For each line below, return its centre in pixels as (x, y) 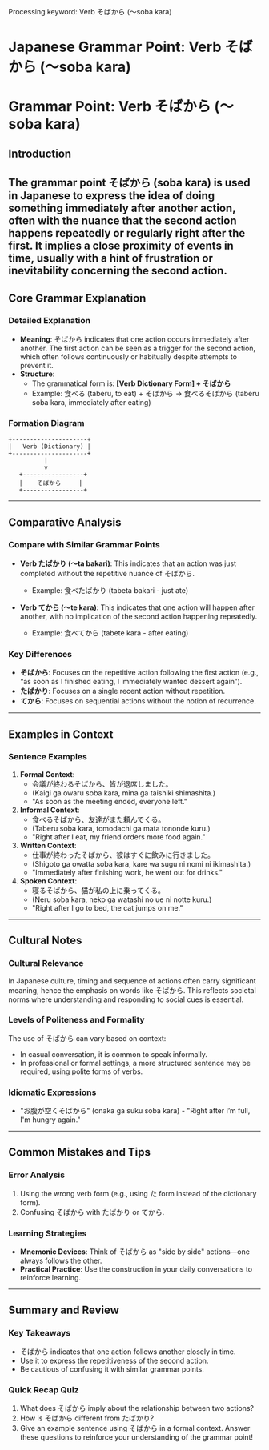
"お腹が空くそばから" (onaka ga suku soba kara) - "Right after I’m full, (135, 1111)
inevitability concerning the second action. (118, 271)
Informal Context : (50, 810)
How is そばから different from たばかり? (87, 1418)
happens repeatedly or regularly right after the (127, 233)
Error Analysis (37, 1175)
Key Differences (40, 654)
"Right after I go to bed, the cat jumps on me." (107, 907)
